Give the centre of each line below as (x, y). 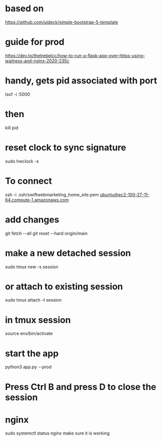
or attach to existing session (64, 287)
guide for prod (35, 42)
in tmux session (38, 320)
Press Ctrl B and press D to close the (81, 387)
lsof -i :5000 (18, 94)
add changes (32, 220)
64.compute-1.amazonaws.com (37, 200)
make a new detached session (68, 253)
